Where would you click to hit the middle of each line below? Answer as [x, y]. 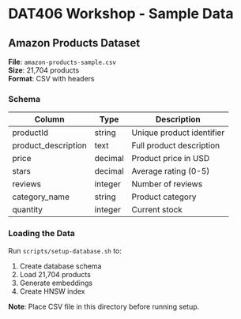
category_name [41, 197]
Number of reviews [167, 184]
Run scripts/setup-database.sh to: [65, 250]
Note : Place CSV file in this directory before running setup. [104, 306]
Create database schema [60, 266]
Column [49, 119]
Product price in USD [171, 159]
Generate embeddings [56, 283]
